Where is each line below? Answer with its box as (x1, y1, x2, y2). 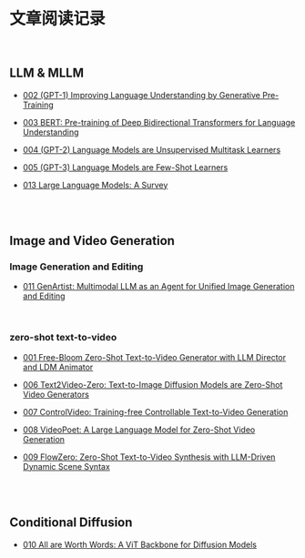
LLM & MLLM (9, 66, 85, 81)
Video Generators (22, 389, 89, 400)
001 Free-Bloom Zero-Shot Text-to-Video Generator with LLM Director (22, 351, 287, 362)
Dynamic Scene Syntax (22, 461, 111, 472)
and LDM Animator (22, 361, 94, 372)
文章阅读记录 (9, 8, 107, 29)
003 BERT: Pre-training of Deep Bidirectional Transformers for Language (22, 117, 296, 127)
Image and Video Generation (9, 233, 176, 249)
